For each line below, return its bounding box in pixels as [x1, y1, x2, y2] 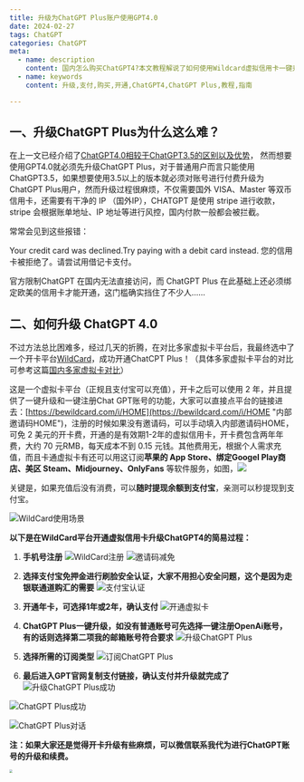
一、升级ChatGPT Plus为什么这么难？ [9, 124, 220, 140]
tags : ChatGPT [9, 30, 63, 39]
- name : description [17, 55, 95, 64]
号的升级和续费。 [9, 751, 73, 762]
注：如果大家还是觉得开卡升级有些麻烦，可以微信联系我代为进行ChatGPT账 [9, 739, 290, 750]
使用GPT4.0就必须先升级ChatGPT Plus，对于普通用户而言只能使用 [9, 161, 255, 172]
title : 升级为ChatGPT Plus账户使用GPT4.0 [9, 13, 158, 23]
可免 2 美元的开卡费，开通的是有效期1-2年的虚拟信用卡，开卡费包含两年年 [9, 430, 284, 440]
